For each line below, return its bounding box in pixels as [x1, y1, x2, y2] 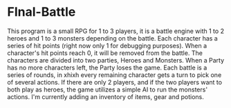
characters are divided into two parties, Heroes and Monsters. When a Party [7, 56, 225, 64]
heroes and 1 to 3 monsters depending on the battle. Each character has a [7, 34, 218, 42]
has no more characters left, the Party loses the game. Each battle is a [7, 63, 207, 72]
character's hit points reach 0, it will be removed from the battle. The [7, 49, 203, 57]
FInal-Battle [7, 4, 76, 20]
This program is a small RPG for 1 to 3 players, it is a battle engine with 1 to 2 [7, 27, 225, 35]
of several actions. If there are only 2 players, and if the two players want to [7, 78, 223, 86]
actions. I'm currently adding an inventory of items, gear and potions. [7, 92, 204, 100]
